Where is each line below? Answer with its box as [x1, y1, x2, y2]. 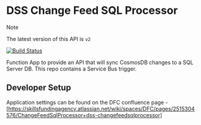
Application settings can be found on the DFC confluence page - [6, 98, 168, 106]
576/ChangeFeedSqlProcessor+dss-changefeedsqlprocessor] [6, 111, 163, 118]
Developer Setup [6, 83, 72, 93]
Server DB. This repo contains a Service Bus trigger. [6, 65, 137, 72]
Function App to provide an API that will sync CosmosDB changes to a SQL [6, 59, 194, 66]
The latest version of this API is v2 [6, 35, 91, 42]
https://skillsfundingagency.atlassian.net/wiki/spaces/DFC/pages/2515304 [8, 105, 196, 112]
